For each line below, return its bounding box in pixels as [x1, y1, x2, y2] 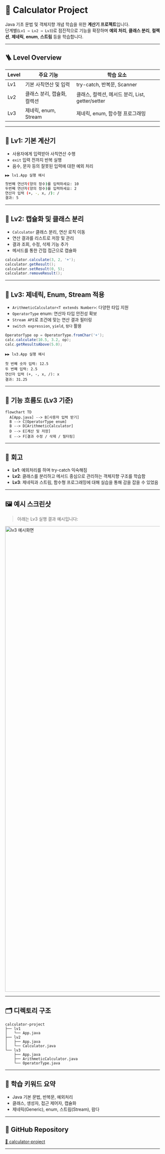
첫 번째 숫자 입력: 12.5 [5, 361, 49, 366]
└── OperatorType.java [14, 1060, 60, 1066]
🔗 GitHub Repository [5, 1125, 69, 1134]
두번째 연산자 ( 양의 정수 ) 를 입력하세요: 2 [5, 186, 77, 191]
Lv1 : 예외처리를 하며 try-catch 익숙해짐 [12, 467, 87, 473]
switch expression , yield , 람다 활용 [12, 323, 82, 329]
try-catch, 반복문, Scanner [76, 81, 137, 88]
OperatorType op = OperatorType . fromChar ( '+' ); [5, 333, 105, 338]
